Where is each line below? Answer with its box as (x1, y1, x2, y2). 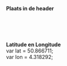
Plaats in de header (6, 5, 54, 12)
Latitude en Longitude (6, 41, 61, 48)
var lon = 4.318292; (6, 54, 53, 60)
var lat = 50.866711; (6, 47, 53, 54)
